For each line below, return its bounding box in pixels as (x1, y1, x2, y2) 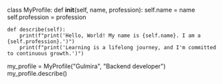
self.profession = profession (7, 13, 87, 21)
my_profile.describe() (7, 70, 67, 77)
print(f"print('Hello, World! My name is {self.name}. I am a (19, 32, 201, 39)
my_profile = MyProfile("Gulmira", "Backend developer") (7, 62, 166, 70)
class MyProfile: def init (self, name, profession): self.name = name (7, 6, 196, 14)
